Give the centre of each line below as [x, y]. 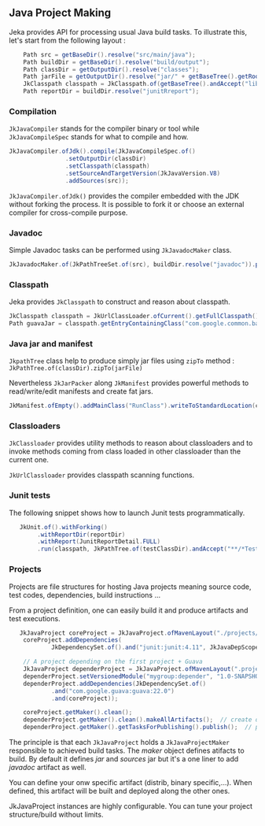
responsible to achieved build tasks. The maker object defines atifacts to [127, 750]
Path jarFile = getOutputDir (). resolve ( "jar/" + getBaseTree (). [131, 77]
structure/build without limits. [56, 815]
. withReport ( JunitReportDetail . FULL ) [99, 542]
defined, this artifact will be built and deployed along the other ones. [120, 791]
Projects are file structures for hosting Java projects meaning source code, [130, 587]
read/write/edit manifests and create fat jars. [81, 391]
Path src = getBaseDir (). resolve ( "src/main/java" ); [109, 54]
